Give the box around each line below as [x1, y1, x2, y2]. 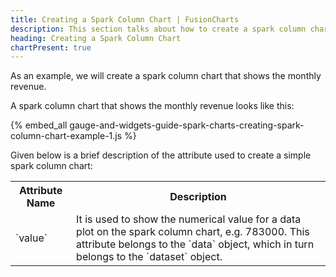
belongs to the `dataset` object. [76, 250, 223, 264]
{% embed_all [10, 119, 68, 131]
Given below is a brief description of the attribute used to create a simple [10, 149, 312, 161]
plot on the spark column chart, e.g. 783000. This [76, 225, 310, 239]
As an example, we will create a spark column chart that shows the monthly [10, 70, 322, 82]
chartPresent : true [10, 42, 92, 53]
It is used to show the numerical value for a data [76, 212, 302, 226]
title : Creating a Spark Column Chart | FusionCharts [10, 14, 240, 25]
